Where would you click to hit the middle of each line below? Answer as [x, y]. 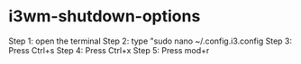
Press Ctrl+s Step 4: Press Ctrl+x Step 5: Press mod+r [109, 50]
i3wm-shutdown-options [105, 16]
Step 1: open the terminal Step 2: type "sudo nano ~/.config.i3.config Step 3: [150, 41]
